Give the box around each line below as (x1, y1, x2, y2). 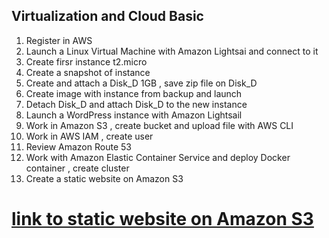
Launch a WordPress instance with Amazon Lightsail (25, 109, 243, 121)
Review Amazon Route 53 (25, 140, 132, 153)
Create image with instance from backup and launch (25, 87, 243, 99)
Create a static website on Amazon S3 (25, 172, 184, 184)
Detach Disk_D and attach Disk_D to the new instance (25, 98, 248, 110)
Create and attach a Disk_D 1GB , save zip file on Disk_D (25, 77, 258, 89)
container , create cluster (25, 162, 130, 174)
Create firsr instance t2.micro (25, 55, 148, 68)
